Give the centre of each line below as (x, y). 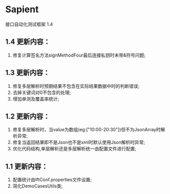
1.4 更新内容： (28, 42)
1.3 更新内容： (28, 73)
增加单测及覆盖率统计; (36, 99)
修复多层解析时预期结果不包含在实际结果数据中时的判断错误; (76, 86)
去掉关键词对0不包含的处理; (42, 92)
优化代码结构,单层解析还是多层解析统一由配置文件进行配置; (75, 149)
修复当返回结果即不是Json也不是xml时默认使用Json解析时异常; (79, 142)
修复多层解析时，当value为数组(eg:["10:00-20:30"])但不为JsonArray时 (87, 130)
